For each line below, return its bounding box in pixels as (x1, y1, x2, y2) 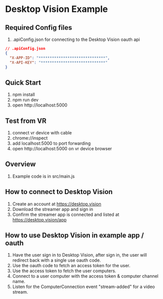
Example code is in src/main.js (12, 173, 75, 179)
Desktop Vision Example (5, 3, 108, 15)
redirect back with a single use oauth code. (12, 257, 101, 263)
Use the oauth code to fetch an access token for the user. (12, 263, 131, 269)
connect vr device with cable (12, 130, 72, 135)
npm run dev (12, 97, 39, 103)
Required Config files (5, 23, 72, 32)
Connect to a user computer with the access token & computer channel (12, 273, 159, 279)
